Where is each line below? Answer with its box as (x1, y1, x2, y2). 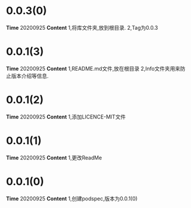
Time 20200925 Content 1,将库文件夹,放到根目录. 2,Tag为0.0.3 (6, 24, 158, 31)
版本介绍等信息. (11, 72, 49, 79)
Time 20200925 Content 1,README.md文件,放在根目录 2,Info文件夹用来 (6, 65, 180, 72)
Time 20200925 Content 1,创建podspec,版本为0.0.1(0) (6, 195, 138, 202)
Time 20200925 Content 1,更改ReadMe (6, 154, 102, 161)
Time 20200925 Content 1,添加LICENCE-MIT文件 (6, 113, 126, 120)
